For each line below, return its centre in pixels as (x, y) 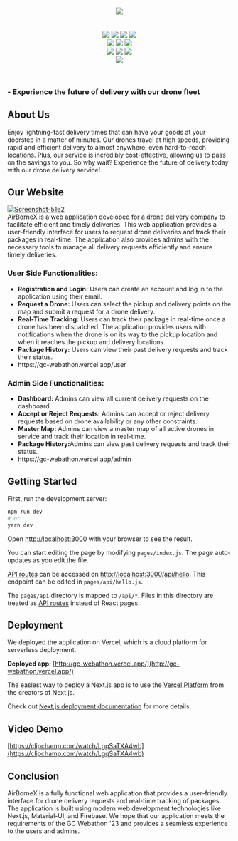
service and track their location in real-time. (82, 437)
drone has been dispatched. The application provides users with (112, 326)
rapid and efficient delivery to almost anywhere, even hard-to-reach (107, 147)
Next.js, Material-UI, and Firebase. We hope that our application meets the (116, 815)
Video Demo (35, 729)
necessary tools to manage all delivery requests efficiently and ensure (110, 247)
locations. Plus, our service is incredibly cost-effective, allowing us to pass (117, 155)
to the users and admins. (44, 831)
